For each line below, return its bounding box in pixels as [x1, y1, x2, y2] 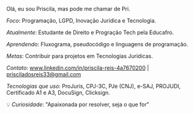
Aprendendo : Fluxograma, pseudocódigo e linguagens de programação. [6, 41, 188, 48]
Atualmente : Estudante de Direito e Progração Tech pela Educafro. [6, 29, 174, 36]
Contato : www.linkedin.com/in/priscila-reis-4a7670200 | [6, 64, 149, 71]
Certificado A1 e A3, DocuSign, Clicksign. [6, 89, 110, 96]
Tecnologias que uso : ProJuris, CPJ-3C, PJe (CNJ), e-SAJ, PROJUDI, [6, 82, 181, 90]
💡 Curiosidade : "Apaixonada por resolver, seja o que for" [6, 101, 150, 108]
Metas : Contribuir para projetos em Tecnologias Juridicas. [6, 52, 153, 60]
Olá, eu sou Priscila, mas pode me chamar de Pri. [6, 5, 130, 12]
